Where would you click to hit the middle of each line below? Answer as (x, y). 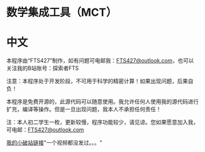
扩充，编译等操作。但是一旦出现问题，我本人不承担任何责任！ (84, 109)
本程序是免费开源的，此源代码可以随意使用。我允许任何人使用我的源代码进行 (103, 102)
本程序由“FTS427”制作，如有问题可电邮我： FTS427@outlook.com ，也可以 (100, 61)
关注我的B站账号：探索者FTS (43, 68)
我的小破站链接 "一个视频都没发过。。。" (54, 143)
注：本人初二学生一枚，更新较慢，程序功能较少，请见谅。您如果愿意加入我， (103, 122)
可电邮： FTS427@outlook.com (45, 130)
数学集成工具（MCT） (62, 12)
